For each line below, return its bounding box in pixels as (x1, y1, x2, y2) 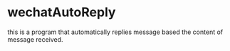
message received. (7, 35, 63, 43)
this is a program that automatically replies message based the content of (7, 28, 223, 36)
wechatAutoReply (7, 4, 116, 21)
